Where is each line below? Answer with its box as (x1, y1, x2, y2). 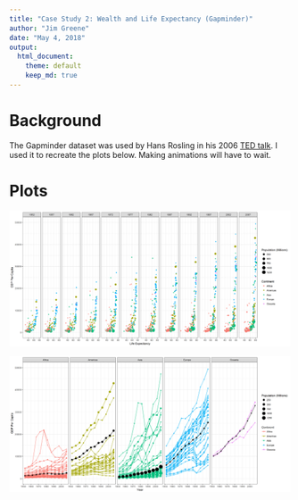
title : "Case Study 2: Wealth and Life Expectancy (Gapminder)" (9, 14, 253, 23)
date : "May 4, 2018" (9, 33, 87, 42)
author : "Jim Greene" (9, 23, 90, 33)
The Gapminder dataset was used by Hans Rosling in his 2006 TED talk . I (9, 139, 278, 151)
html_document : (17, 52, 74, 62)
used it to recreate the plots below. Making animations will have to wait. (9, 149, 271, 160)
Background (9, 111, 102, 131)
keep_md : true (25, 71, 78, 80)
